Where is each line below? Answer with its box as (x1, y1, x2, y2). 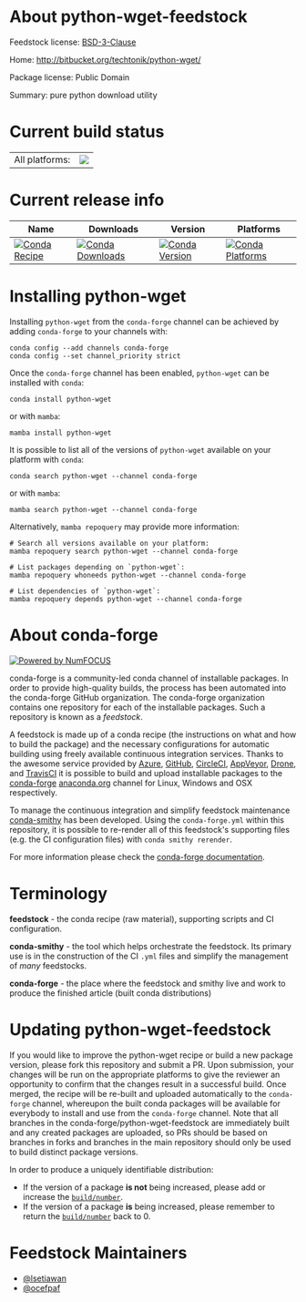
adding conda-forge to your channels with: (9, 325, 168, 336)
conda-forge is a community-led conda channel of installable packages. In (9, 672, 289, 683)
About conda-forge (9, 624, 158, 645)
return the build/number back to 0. (22, 1210, 151, 1222)
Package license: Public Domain (9, 71, 130, 83)
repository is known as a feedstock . (9, 711, 144, 722)
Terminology (9, 883, 107, 904)
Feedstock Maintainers (9, 1242, 188, 1263)
